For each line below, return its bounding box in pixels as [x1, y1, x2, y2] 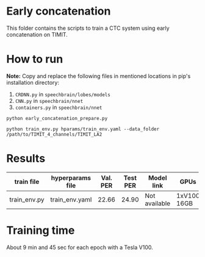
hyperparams [51, 174, 92, 182]
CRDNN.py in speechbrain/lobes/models [15, 90, 111, 98]
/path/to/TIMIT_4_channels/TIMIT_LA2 [6, 131, 103, 138]
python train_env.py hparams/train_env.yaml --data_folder [6, 126, 160, 132]
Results [6, 152, 46, 166]
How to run [6, 52, 63, 66]
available [145, 199, 171, 208]
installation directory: [6, 79, 60, 86]
